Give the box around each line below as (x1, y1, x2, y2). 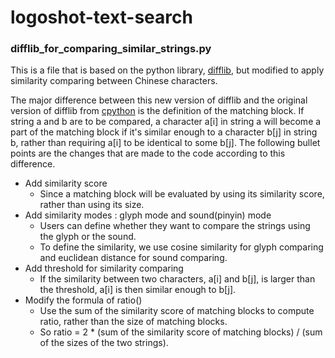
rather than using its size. (39, 199, 145, 211)
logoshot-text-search (10, 6, 193, 29)
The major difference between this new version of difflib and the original (10, 94, 308, 106)
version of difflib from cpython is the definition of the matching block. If (10, 105, 305, 117)
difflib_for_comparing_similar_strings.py (10, 42, 212, 56)
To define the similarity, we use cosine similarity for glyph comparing (39, 241, 324, 253)
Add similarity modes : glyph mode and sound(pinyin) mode (24, 209, 272, 221)
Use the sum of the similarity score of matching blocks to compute (39, 305, 315, 317)
